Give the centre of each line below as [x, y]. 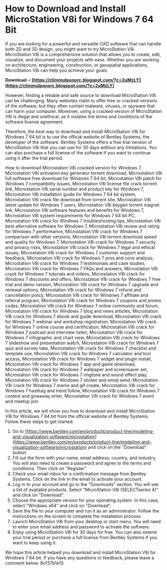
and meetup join [22, 401]
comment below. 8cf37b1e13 [34, 563]
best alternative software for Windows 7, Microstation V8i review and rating [82, 226]
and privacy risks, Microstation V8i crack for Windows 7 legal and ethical [80, 247]
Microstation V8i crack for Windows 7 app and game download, [71, 364]
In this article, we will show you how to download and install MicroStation [80, 411]
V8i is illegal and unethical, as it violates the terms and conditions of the [79, 116]
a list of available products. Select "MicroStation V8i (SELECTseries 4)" [85, 490]
